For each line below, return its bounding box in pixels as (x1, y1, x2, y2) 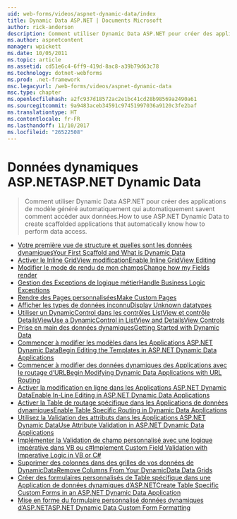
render (17, 271, 37, 280)
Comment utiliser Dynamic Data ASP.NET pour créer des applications (24, 197, 226, 205)
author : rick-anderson (7, 23, 74, 30)
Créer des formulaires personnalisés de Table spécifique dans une (17, 474, 212, 482)
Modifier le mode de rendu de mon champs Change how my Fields (17, 263, 210, 272)
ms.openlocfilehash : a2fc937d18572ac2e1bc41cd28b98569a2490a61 (7, 96, 197, 103)
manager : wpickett (7, 43, 61, 50)
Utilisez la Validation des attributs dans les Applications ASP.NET (17, 414, 206, 422)
